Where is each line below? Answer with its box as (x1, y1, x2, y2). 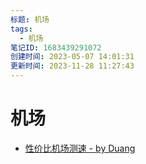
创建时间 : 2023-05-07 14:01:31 (10, 52, 135, 62)
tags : (10, 24, 33, 34)
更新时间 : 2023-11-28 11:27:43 (10, 61, 135, 71)
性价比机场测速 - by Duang (24, 142, 136, 154)
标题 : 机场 (10, 14, 50, 25)
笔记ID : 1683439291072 (10, 42, 102, 53)
